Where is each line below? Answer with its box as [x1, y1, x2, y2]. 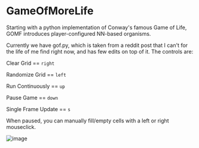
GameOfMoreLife [6, 4, 94, 18]
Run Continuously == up [6, 82, 66, 90]
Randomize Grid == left [6, 71, 67, 78]
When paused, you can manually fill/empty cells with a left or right [6, 117, 169, 124]
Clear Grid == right [6, 59, 55, 67]
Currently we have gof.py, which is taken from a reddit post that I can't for [6, 42, 188, 49]
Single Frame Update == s [6, 105, 71, 112]
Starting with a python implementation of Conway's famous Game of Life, [6, 24, 187, 31]
